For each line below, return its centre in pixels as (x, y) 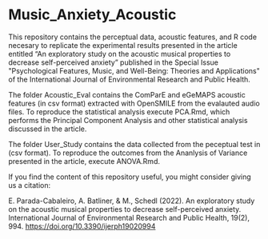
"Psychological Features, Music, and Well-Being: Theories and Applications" (134, 70)
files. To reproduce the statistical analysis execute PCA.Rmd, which (119, 112)
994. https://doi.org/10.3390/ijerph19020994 (82, 226)
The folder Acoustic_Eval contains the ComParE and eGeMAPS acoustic (127, 94)
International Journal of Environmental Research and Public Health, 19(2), (129, 217)
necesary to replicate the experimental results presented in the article (123, 45)
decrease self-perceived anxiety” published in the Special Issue (113, 62)
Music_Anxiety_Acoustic (92, 15)
